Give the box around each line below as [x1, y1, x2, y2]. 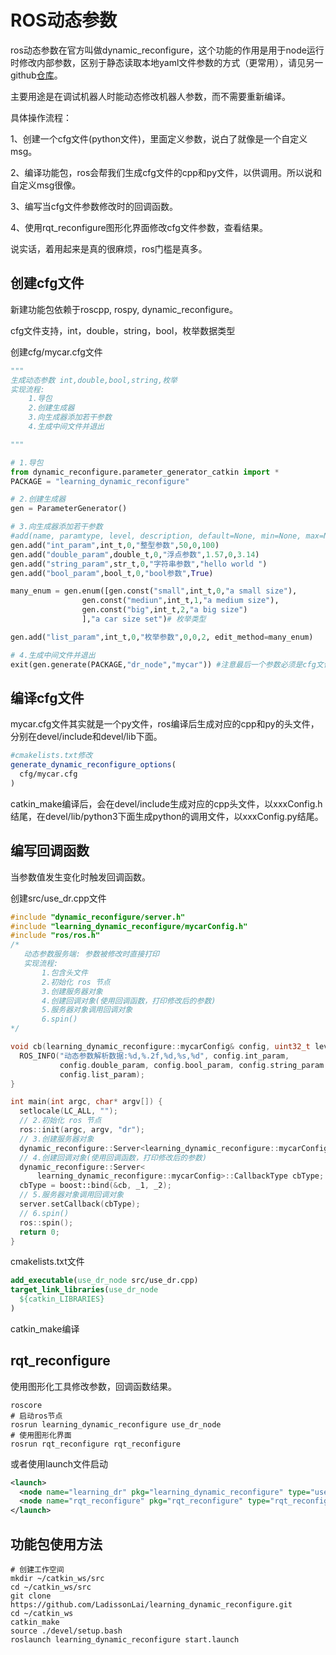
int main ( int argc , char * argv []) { [10, 1097, 163, 1107]
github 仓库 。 [10, 69, 63, 81]
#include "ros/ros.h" [10, 931, 101, 941]
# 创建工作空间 [10, 1565, 65, 1575]
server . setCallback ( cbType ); [19, 1199, 141, 1209]
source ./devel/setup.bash [10, 1626, 123, 1636]
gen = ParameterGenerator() [10, 504, 128, 514]
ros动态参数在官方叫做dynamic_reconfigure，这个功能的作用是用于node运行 [10, 44, 325, 56]
